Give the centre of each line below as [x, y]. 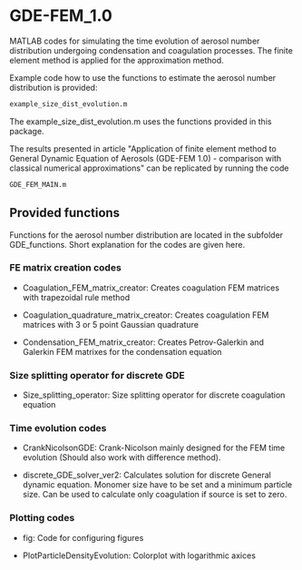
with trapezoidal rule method [76, 297]
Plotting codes [42, 518]
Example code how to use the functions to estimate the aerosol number [143, 77]
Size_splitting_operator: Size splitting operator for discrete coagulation [154, 395]
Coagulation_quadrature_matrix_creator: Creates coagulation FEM [146, 315]
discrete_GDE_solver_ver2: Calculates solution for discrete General [147, 475]
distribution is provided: [54, 87]
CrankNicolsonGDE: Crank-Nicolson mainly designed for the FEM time [154, 448]
